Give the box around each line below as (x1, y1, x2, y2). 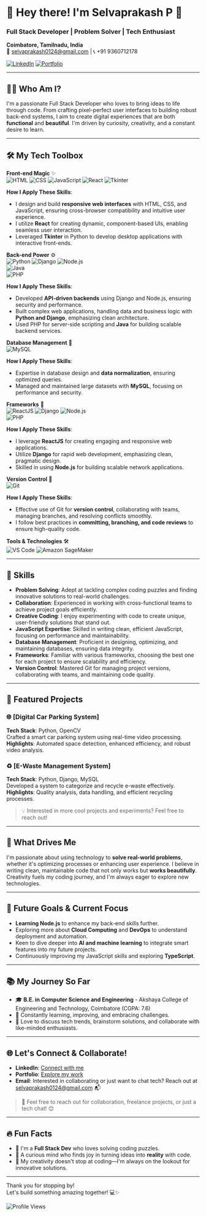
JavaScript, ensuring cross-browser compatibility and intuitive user (15, 207, 186, 214)
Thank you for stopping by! (6, 1182, 75, 1189)
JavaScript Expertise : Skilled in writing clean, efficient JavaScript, (15, 625, 184, 632)
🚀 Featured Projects (6, 694, 83, 705)
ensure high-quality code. (15, 526, 81, 533)
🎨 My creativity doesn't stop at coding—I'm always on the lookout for (15, 1157, 190, 1164)
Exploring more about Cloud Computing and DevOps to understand (15, 926, 188, 933)
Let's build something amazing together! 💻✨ (6, 1188, 120, 1196)
